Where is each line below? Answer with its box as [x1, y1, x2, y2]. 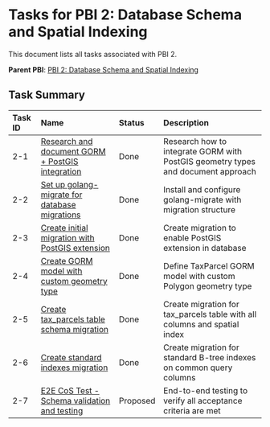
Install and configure [163, 183, 241, 195]
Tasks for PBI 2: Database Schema [8, 6, 243, 24]
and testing [40, 404, 84, 416]
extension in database [163, 242, 247, 253]
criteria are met [163, 404, 221, 416]
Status [119, 117, 145, 128]
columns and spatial [163, 318, 239, 330]
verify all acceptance [163, 395, 243, 406]
